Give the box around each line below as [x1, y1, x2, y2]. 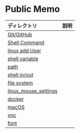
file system [7, 79, 33, 86]
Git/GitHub [7, 31, 33, 38]
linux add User [7, 47, 41, 54]
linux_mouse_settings [7, 87, 58, 94]
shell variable [7, 55, 39, 62]
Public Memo [5, 3, 60, 15]
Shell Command [7, 39, 44, 46]
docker [7, 95, 24, 102]
